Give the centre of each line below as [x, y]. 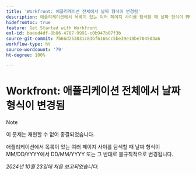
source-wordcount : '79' [35, 50]
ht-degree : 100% [26, 55]
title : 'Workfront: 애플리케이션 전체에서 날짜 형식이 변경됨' [73, 11]
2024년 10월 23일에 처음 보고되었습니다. [52, 166]
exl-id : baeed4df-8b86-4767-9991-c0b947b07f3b [64, 33]
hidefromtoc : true [28, 22]
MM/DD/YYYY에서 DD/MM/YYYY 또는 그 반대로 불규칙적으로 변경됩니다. [90, 154]
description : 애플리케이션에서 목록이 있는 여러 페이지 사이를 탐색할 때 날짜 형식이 [95, 17]
